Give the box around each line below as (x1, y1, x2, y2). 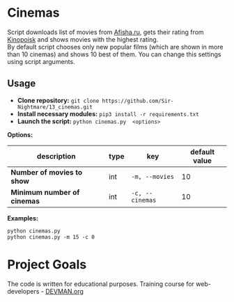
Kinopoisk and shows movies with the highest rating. (7, 35, 159, 43)
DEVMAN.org (45, 287, 84, 295)
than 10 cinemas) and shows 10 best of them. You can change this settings (7, 50, 221, 58)
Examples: (7, 214, 38, 222)
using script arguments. (7, 57, 75, 65)
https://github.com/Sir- (102, 97, 174, 104)
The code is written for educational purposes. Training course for (7, 280, 195, 288)
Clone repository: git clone (17, 96, 100, 104)
